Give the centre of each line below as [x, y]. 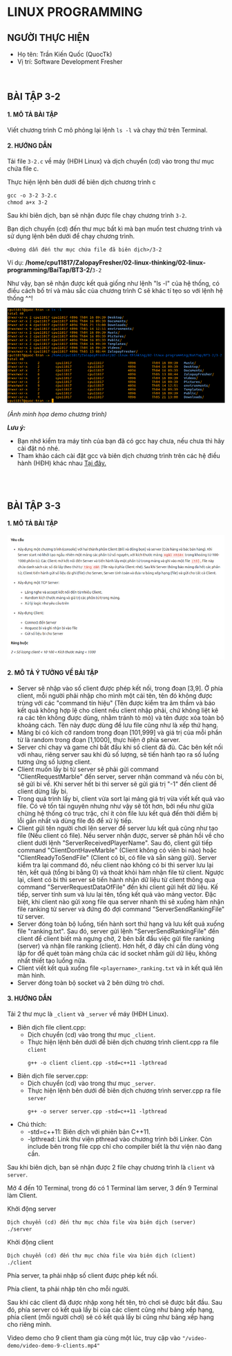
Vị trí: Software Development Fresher [70, 62]
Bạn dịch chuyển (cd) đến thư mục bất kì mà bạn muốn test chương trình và [115, 229]
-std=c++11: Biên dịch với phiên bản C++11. [89, 1132]
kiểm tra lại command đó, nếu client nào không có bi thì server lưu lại [115, 865]
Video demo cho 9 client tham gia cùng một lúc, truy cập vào [94, 1337]
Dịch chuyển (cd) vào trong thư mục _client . [91, 1034]
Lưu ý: [17, 428]
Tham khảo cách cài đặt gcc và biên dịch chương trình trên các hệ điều [119, 456]
